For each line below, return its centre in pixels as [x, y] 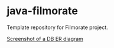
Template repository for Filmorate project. [57, 27]
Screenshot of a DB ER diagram [45, 39]
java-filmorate [43, 11]
